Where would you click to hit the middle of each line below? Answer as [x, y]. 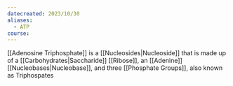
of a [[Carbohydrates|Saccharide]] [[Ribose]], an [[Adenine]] [95, 61]
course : [19, 33]
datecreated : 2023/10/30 [44, 14]
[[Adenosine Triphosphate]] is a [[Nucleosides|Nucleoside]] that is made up [117, 53]
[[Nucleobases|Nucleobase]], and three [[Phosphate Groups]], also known [115, 68]
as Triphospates [31, 76]
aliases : [20, 20]
